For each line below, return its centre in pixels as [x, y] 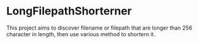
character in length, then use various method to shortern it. [81, 34]
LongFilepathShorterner [69, 11]
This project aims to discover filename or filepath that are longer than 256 [99, 28]
